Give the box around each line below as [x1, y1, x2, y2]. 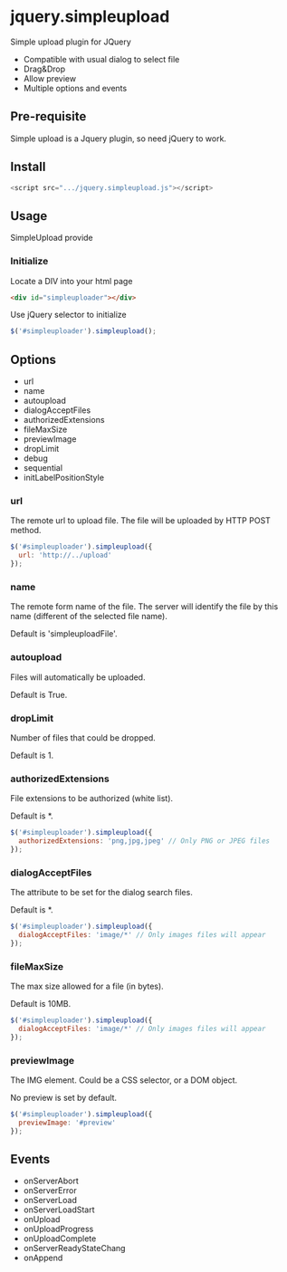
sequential [23, 463, 62, 473]
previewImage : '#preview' [18, 1118, 117, 1127]
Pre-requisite [10, 109, 87, 124]
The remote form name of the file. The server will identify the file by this [10, 601, 279, 612]
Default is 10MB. [10, 999, 72, 1009]
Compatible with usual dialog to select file [23, 53, 180, 64]
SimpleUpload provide [10, 233, 93, 244]
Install [10, 159, 46, 175]
